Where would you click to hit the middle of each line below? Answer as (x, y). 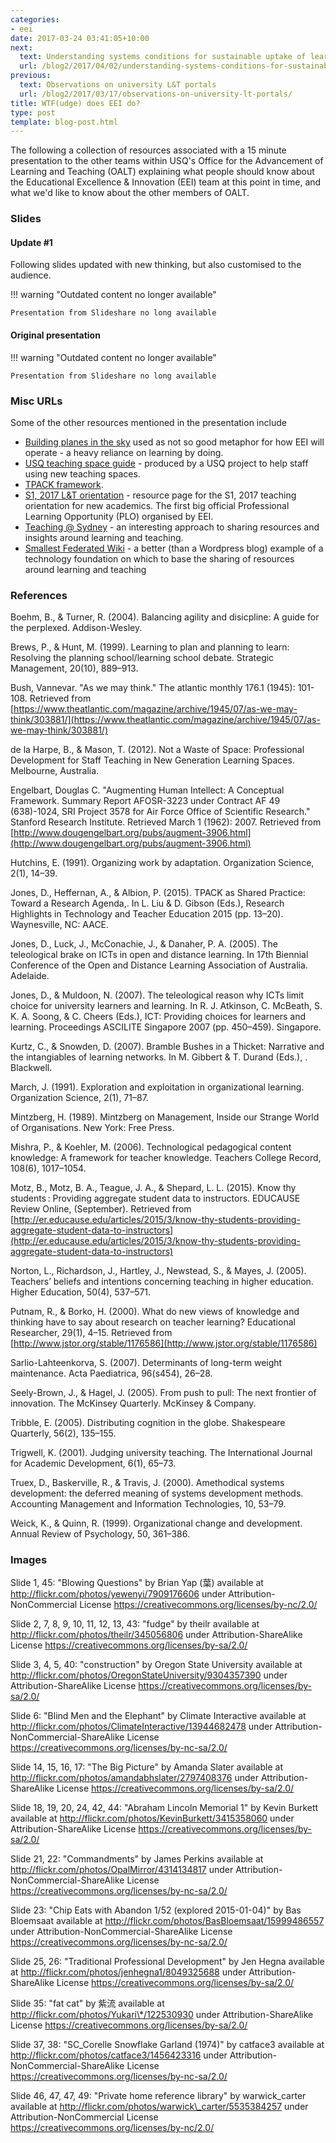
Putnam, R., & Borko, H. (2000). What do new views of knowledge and (155, 1312)
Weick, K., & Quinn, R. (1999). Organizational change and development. (156, 1523)
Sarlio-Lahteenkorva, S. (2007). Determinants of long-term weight (146, 1363)
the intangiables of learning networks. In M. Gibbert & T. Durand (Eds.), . (159, 1057)
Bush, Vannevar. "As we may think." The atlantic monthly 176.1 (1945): (153, 688)
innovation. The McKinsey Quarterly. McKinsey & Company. (133, 1403)
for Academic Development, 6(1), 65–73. (93, 1463)
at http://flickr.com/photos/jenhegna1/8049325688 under (128, 1972)
